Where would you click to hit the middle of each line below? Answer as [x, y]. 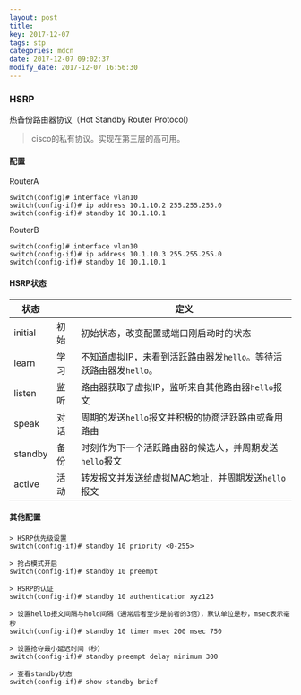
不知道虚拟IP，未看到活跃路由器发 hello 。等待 [177, 357]
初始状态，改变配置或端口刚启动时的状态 [166, 333]
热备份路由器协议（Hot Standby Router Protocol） [102, 120]
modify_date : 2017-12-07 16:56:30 [74, 68]
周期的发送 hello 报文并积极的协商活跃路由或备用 [182, 417]
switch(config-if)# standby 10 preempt [84, 571]
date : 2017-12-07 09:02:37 [60, 59]
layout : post [34, 17]
